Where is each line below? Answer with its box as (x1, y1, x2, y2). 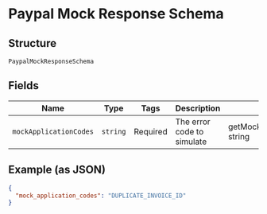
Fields (8, 79, 40, 92)
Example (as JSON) (8, 163, 106, 177)
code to (175, 126, 204, 137)
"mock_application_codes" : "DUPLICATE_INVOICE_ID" (15, 192, 187, 200)
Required (133, 126, 168, 137)
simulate (175, 136, 207, 147)
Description (175, 103, 221, 114)
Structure (8, 37, 57, 50)
